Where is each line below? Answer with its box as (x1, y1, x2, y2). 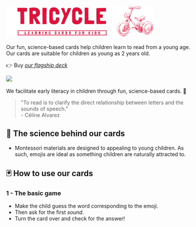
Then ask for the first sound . (14, 209, 84, 216)
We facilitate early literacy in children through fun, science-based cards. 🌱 (6, 87, 187, 95)
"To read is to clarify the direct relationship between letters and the (20, 99, 184, 106)
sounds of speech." (20, 105, 68, 112)
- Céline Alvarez (20, 111, 60, 118)
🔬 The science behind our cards (6, 129, 125, 139)
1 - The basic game (6, 189, 61, 197)
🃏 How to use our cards (6, 168, 93, 179)
